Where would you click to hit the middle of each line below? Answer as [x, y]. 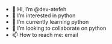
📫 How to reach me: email [45, 35]
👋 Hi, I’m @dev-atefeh [39, 9]
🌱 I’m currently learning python [50, 22]
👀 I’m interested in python [44, 15]
